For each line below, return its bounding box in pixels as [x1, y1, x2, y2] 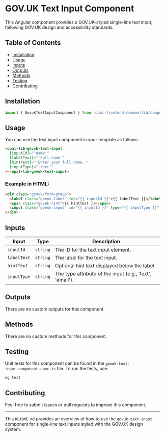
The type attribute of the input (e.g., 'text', [55, 270, 152, 277]
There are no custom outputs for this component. [5, 306, 105, 312]
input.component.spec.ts [5, 366, 56, 372]
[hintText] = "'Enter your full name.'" [9, 160, 89, 165]
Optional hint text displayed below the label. [55, 262, 156, 269]
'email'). [55, 276, 74, 283]
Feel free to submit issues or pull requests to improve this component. [5, 402, 146, 408]
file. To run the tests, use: [56, 366, 109, 372]
